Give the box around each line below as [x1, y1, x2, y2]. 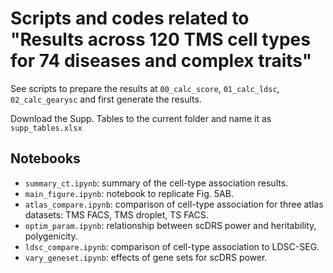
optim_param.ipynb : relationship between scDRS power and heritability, [24, 219, 317, 231]
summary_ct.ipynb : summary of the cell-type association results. [24, 177, 289, 189]
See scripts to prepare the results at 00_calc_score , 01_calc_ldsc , [10, 82, 280, 94]
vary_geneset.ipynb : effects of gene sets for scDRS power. [24, 251, 268, 263]
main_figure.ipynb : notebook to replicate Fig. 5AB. [24, 187, 234, 199]
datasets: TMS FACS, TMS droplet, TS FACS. [24, 208, 209, 221]
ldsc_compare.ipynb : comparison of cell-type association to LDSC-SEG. [24, 240, 320, 252]
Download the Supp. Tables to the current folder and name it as [10, 112, 272, 124]
